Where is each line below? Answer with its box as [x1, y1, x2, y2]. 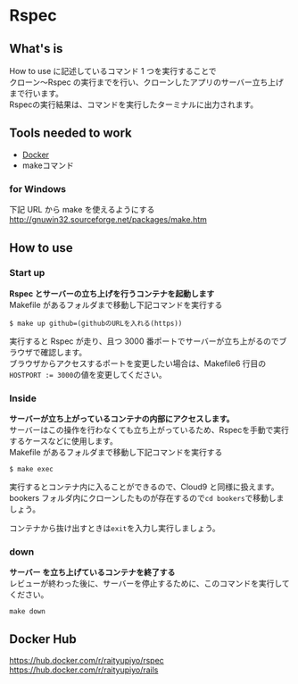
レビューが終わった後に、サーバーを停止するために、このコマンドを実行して [9, 578, 290, 589]
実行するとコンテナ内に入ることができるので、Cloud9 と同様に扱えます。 [9, 481, 279, 492]
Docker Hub [9, 631, 78, 646]
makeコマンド [21, 160, 74, 171]
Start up [9, 267, 46, 279]
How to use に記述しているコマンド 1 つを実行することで [9, 66, 217, 76]
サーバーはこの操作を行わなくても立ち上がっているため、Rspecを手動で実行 [9, 425, 290, 436]
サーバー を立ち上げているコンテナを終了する [9, 567, 176, 578]
